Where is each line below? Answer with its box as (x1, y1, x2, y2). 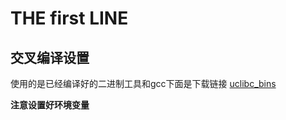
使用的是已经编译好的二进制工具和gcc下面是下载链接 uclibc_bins (10, 78, 277, 89)
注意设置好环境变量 (10, 99, 90, 111)
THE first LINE (10, 7, 129, 30)
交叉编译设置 (10, 49, 90, 66)
